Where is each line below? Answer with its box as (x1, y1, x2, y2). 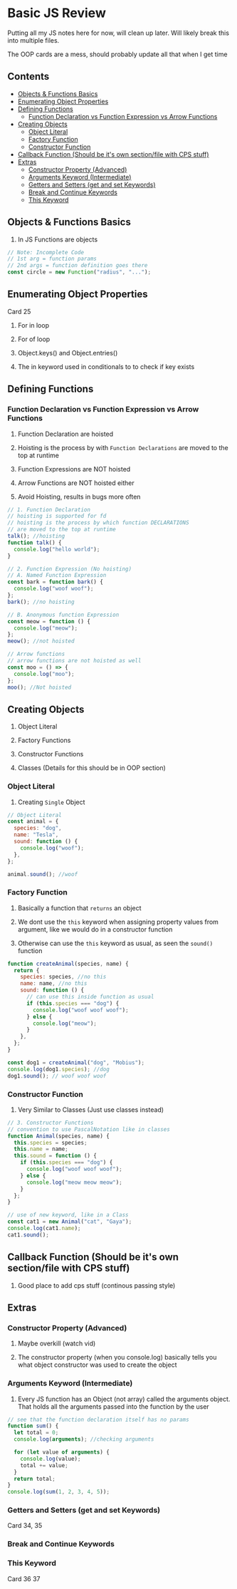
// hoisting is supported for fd (7, 513, 107, 520)
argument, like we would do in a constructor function (17, 924, 173, 934)
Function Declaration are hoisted (17, 429, 114, 438)
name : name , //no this (20, 980, 88, 987)
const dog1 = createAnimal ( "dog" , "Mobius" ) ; (7, 1059, 144, 1066)
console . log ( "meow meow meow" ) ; (26, 1179, 122, 1186)
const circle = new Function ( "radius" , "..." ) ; (7, 269, 152, 276)
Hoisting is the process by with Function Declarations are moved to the (17, 443, 229, 452)
